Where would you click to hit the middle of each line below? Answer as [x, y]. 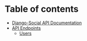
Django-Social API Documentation [47, 23]
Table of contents [42, 9]
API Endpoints [26, 28]
